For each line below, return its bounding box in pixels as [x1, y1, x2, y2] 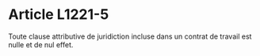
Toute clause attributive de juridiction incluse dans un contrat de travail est [8, 32, 252, 41]
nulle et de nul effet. [8, 39, 74, 49]
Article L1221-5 [8, 6, 109, 24]
